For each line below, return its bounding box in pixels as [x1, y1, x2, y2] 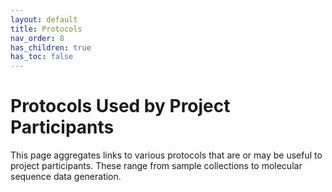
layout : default [10, 14, 78, 25]
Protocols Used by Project [10, 95, 231, 118]
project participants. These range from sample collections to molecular [10, 160, 303, 172]
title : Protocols [10, 24, 83, 34]
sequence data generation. [10, 171, 122, 183]
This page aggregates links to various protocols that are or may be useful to [10, 149, 323, 161]
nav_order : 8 [10, 33, 65, 43]
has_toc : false [10, 52, 74, 62]
